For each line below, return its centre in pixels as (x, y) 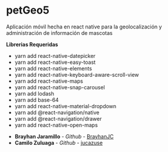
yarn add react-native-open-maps (56, 125)
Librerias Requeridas (32, 44)
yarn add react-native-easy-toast (55, 62)
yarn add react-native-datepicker (55, 56)
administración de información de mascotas (60, 33)
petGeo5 (28, 10)
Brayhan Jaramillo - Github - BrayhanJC (64, 136)
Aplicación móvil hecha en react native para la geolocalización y (84, 27)
